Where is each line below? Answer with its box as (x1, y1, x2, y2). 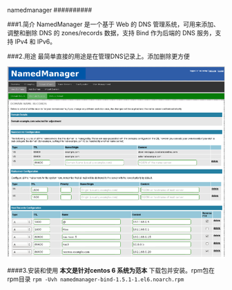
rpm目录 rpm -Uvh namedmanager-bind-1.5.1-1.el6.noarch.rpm (7, 275, 184, 283)
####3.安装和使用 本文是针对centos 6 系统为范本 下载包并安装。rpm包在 (7, 266, 215, 274)
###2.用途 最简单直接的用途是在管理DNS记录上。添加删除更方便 (7, 52, 190, 60)
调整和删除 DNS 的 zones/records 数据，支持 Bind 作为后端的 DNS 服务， (7, 29, 215, 37)
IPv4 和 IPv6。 (14, 37, 57, 46)
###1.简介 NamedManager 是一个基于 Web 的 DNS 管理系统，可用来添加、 (7, 20, 220, 28)
